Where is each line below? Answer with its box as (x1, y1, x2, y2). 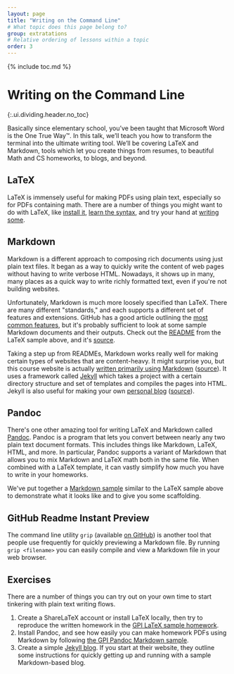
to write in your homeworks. (7, 470, 89, 479)
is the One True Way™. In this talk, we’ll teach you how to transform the (7, 131, 212, 139)
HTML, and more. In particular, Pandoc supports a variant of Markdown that (7, 448, 227, 456)
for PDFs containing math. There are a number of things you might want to (7, 200, 223, 208)
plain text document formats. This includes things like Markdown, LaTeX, (7, 441, 218, 449)
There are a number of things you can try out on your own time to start (7, 592, 212, 601)
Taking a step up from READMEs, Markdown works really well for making (7, 349, 219, 358)
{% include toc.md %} (7, 63, 72, 70)
